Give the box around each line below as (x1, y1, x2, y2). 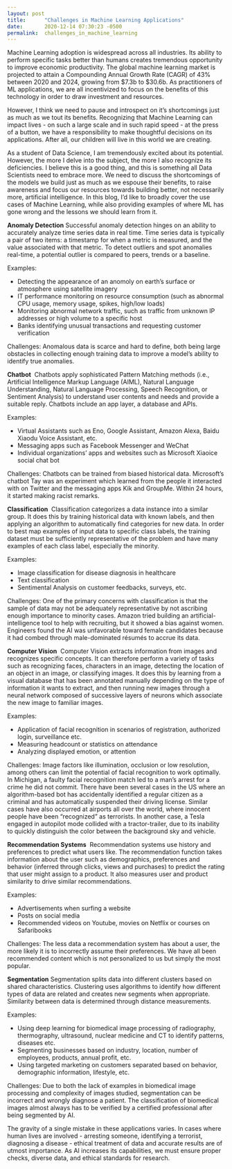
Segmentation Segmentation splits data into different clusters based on (7, 975, 213, 983)
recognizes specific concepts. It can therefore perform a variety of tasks (7, 654, 215, 663)
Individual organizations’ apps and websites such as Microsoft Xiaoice (17, 449, 218, 457)
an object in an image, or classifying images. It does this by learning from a (7, 669, 222, 677)
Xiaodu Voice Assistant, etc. (17, 434, 98, 443)
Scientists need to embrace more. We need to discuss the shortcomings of (7, 171, 221, 179)
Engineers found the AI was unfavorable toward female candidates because (7, 626, 224, 634)
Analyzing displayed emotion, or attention (17, 747, 136, 756)
